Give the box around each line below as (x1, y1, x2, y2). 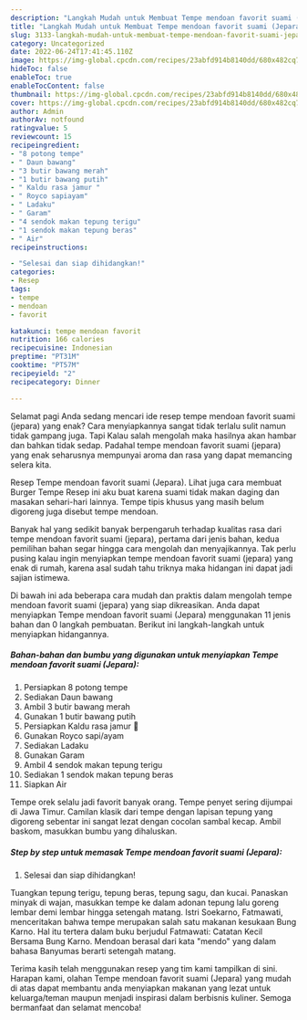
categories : (10, 268, 56, 277)
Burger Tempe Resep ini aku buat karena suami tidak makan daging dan (10, 486, 281, 498)
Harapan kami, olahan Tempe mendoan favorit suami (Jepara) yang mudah (10, 973, 292, 984)
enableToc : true (10, 73, 72, 82)
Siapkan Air (23, 779, 67, 790)
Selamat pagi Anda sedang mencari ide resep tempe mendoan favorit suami (10, 410, 295, 421)
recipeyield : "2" (10, 369, 77, 378)
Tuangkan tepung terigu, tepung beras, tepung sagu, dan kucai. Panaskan (10, 888, 289, 899)
